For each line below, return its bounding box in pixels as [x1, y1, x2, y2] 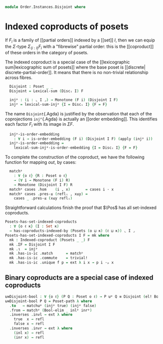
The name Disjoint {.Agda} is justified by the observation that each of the [5, 111, 152, 116]
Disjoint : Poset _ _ [9, 84, 53, 89]
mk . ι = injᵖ [9, 247, 38, 251]
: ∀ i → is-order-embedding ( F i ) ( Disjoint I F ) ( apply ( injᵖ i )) [14, 136, 153, 141]
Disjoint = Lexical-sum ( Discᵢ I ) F [9, 89, 83, 94]
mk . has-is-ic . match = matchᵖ [9, 251, 83, 256]
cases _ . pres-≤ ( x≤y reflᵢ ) [14, 196, 73, 201]
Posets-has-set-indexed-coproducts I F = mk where [5, 233, 110, 238]
